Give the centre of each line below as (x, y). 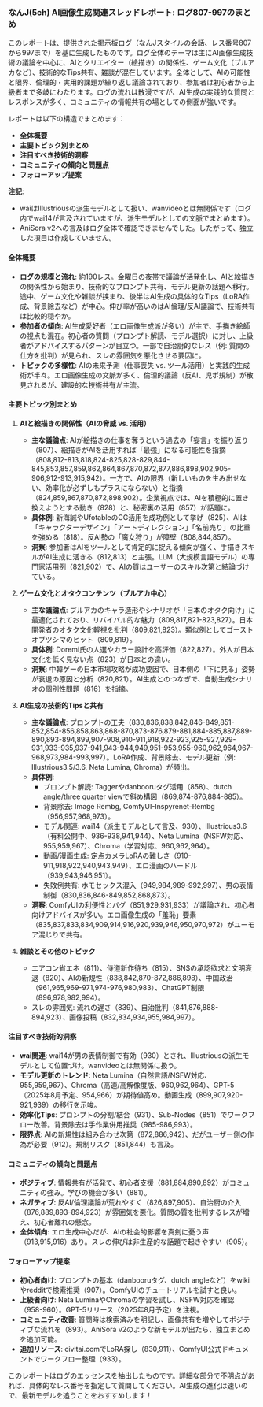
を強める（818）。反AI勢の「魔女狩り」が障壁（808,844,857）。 (133, 536)
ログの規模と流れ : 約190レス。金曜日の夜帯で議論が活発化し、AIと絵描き (137, 277)
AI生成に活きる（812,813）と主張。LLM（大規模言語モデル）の (147, 556)
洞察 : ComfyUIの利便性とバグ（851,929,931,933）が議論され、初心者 (143, 904)
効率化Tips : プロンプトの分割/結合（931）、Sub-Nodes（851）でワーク (134, 1114)
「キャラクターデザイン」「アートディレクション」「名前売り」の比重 (141, 527)
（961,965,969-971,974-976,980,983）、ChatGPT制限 (118, 987)
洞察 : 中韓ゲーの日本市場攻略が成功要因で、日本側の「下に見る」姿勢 (143, 669)
